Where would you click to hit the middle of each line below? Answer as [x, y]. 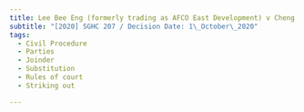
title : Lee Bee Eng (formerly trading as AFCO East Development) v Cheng [152, 18]
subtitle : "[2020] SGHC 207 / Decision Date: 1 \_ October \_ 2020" [134, 26]
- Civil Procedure [53, 43]
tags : [20, 35]
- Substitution [46, 69]
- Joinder [36, 60]
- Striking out [46, 86]
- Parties [36, 52]
